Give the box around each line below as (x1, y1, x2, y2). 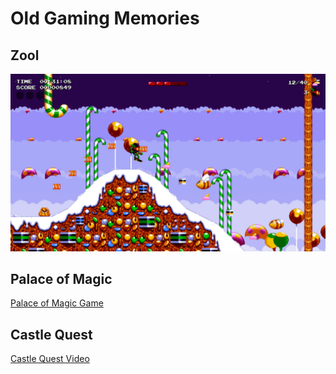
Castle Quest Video (10, 353, 90, 365)
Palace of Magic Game (10, 297, 104, 309)
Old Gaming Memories (10, 7, 200, 30)
